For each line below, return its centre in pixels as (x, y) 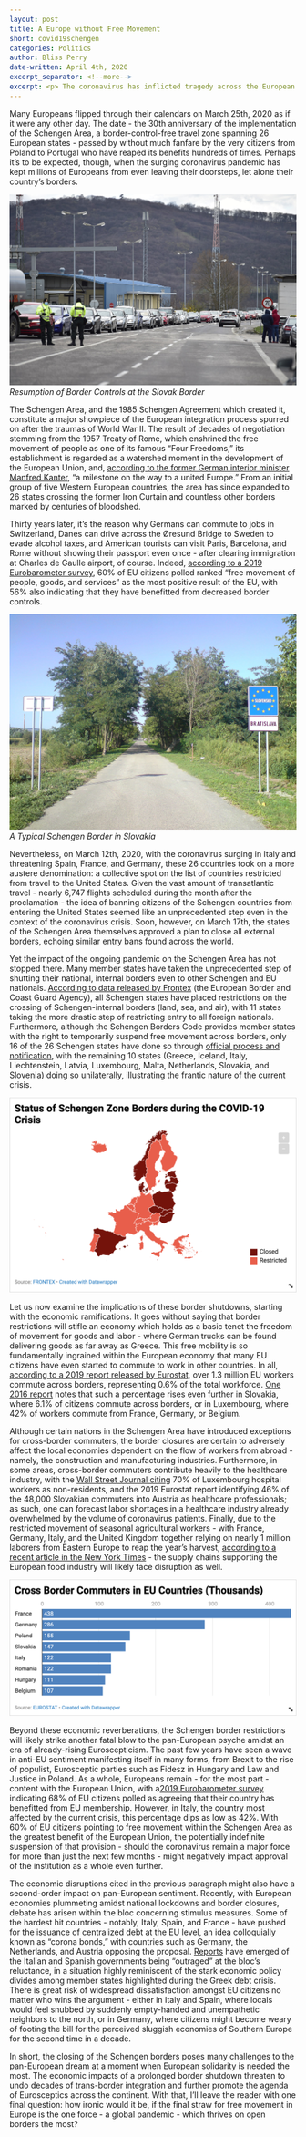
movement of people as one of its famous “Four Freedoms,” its (127, 448)
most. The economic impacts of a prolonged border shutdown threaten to (147, 2076)
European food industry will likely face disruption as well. (116, 1566)
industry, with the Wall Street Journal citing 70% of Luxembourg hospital (146, 1479)
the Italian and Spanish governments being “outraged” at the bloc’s (135, 1961)
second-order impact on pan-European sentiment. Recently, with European (150, 1894)
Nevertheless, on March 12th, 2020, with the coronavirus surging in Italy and (153, 853)
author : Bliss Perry (49, 58)
